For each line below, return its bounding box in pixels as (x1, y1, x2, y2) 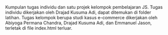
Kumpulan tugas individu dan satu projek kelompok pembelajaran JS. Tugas (5, 4, 163, 10)
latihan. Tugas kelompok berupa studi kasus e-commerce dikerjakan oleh (5, 15, 158, 20)
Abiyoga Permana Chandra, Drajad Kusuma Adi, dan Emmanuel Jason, (5, 20, 152, 26)
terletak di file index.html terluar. (5, 25, 73, 31)
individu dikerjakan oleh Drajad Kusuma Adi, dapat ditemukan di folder (5, 9, 151, 15)
